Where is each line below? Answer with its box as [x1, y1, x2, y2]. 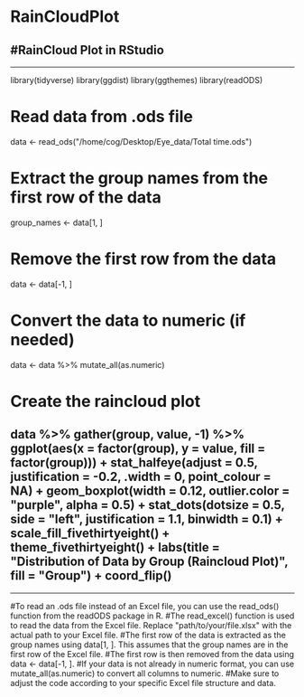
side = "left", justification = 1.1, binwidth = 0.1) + [10, 512, 283, 527]
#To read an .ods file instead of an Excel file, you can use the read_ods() [10, 600, 280, 611]
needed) [10, 330, 75, 350]
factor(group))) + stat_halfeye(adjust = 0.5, [10, 455, 258, 471]
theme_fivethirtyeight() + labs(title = [10, 540, 220, 555]
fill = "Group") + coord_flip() [10, 568, 172, 584]
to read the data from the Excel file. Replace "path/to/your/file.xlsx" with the [10, 619, 292, 630]
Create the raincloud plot [10, 391, 201, 411]
